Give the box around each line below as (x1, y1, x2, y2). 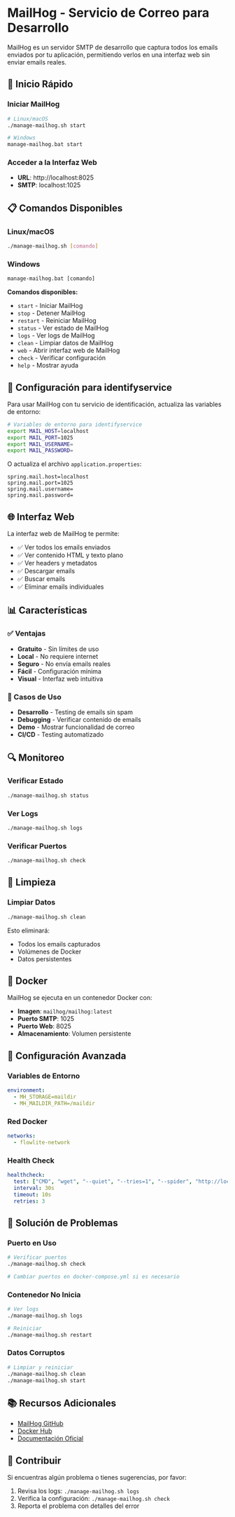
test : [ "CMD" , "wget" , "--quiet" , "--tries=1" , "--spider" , (13, 1177, 192, 1185)
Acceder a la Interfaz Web (7, 158, 98, 168)
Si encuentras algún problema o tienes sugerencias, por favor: (7, 1473, 187, 1482)
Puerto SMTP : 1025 (17, 1015, 75, 1023)
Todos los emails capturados (17, 940, 101, 948)
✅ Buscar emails (17, 575, 66, 583)
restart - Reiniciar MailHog (17, 316, 97, 325)
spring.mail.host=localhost (7, 474, 90, 481)
